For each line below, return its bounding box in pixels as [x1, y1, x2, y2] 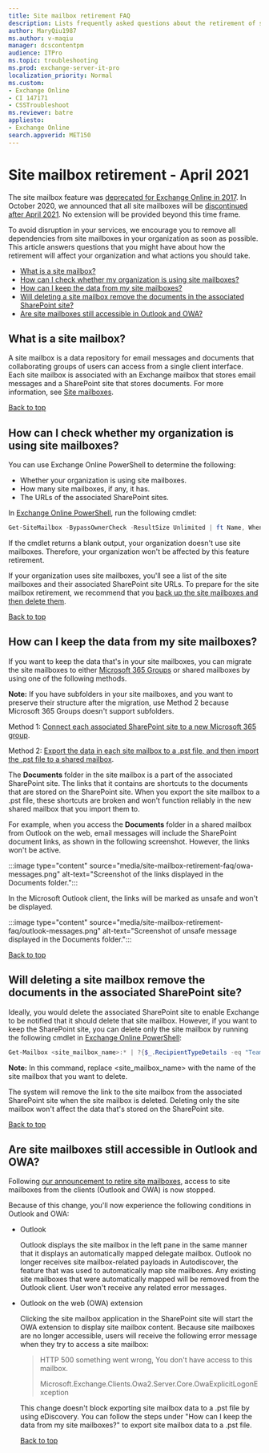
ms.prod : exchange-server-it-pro [8, 64, 120, 72]
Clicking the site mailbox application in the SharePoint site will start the [19, 1314, 254, 1324]
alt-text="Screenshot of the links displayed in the [62, 869, 224, 879]
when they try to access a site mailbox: [19, 1340, 150, 1349]
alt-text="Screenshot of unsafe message [102, 926, 238, 935]
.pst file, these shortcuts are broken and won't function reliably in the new [8, 796, 252, 805]
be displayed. [8, 902, 54, 911]
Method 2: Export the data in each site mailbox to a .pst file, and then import [8, 746, 259, 755]
